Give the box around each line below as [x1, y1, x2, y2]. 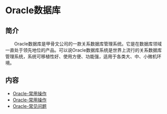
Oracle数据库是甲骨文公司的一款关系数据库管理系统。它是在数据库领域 [14, 41, 162, 47]
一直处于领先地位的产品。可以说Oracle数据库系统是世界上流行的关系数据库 [5, 47, 162, 53]
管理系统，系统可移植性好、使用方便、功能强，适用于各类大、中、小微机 [5, 54, 157, 59]
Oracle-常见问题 [12, 103, 47, 109]
